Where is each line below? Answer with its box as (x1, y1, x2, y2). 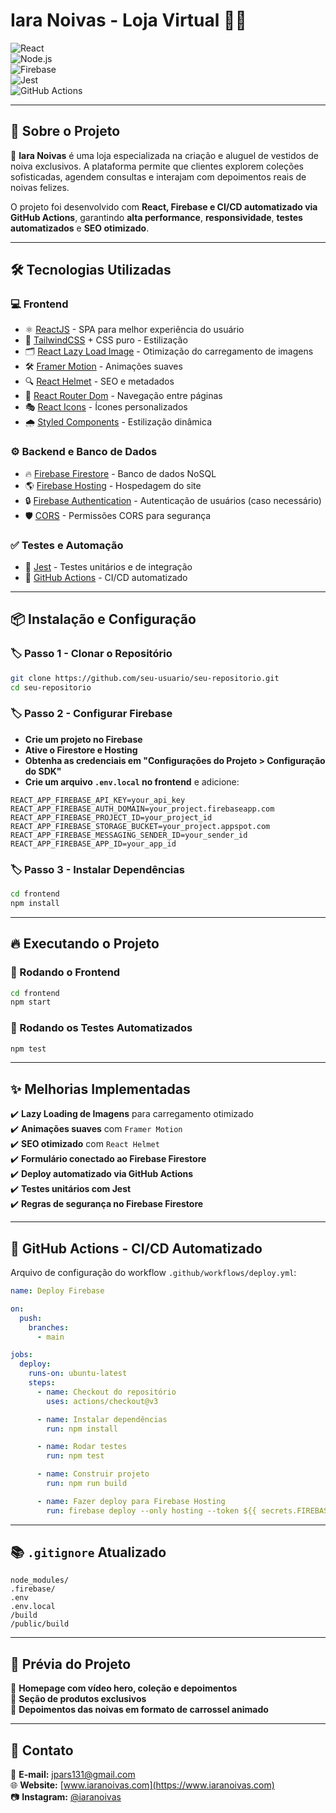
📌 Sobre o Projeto (10, 123, 121, 140)
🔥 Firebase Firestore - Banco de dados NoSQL (24, 467, 217, 479)
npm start (10, 997, 52, 1008)
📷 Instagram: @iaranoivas (10, 1791, 122, 1803)
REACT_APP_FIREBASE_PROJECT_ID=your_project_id (10, 812, 213, 823)
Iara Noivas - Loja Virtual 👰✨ (10, 9, 247, 32)
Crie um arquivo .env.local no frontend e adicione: (24, 775, 240, 788)
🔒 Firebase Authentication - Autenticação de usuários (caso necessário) (24, 494, 322, 506)
